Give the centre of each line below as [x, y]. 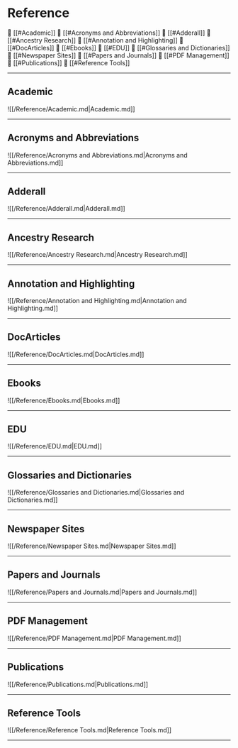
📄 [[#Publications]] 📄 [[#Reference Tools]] [69, 62]
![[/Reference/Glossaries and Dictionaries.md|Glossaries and [96, 493]
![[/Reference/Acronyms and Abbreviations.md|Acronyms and [97, 155]
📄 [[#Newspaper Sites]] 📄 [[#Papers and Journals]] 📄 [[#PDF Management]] [119, 55]
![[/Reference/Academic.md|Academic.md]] [72, 109]
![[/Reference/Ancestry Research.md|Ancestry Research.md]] [97, 255]
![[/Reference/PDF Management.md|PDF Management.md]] [95, 638]
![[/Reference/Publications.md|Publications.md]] [78, 684]
